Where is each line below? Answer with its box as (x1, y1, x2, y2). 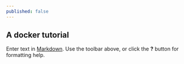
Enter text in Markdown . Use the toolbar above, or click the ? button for (6, 45, 179, 52)
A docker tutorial (6, 30, 70, 40)
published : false (6, 8, 49, 15)
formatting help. (6, 52, 45, 59)
